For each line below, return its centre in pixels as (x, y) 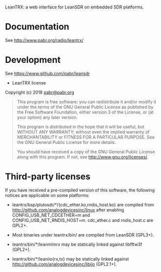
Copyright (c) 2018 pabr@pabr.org (40, 92)
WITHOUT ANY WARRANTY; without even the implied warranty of (83, 132)
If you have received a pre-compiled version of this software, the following (80, 190)
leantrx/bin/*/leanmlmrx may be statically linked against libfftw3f (77, 244)
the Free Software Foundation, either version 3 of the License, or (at (85, 112)
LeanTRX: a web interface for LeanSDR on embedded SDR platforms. (74, 7)
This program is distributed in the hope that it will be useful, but (81, 127)
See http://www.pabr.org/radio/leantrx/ (44, 40)
